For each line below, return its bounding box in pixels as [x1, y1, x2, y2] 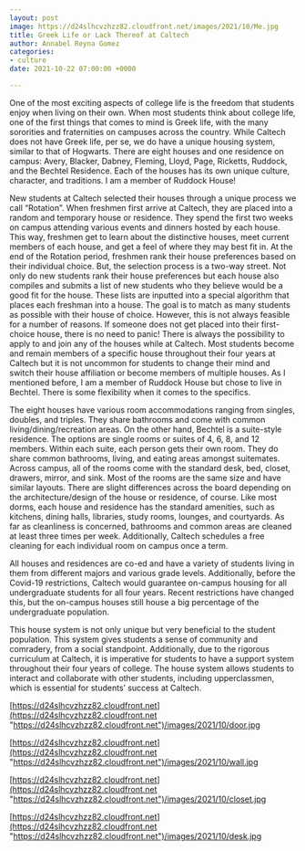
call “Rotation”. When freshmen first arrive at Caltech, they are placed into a [9, 202, 293, 213]
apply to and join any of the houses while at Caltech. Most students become [9, 338, 295, 349]
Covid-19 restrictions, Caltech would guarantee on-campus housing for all [9, 577, 288, 588]
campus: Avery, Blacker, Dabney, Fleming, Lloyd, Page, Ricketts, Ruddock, [9, 155, 289, 166]
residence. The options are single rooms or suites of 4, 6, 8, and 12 [9, 433, 260, 444]
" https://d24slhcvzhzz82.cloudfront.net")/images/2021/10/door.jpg [9, 719, 261, 730]
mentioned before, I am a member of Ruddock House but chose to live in [9, 376, 282, 388]
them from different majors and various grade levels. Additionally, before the [9, 567, 296, 578]
